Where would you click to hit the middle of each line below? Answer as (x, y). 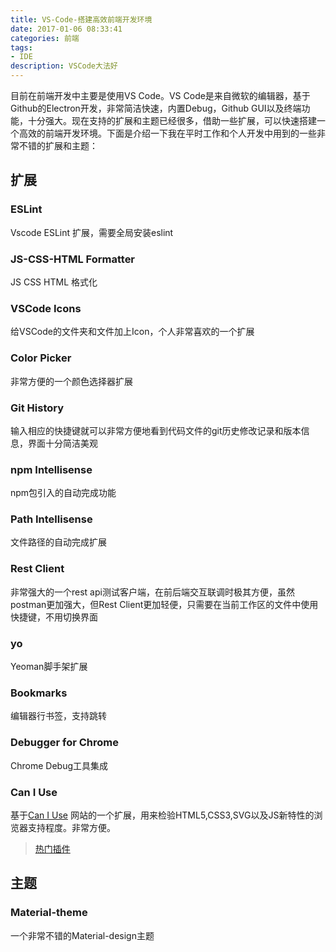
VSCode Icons (46, 308)
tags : (21, 47)
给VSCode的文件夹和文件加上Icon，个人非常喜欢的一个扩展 (132, 332)
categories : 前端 (45, 38)
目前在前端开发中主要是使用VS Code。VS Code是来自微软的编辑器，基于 (160, 95)
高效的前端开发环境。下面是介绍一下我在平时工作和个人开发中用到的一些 (167, 133)
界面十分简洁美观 (62, 443)
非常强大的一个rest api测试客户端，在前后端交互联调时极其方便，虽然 (152, 592)
